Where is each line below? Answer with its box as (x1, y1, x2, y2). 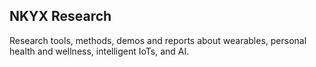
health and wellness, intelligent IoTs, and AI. (9, 45, 190, 57)
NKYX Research (9, 8, 112, 25)
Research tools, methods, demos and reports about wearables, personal (9, 34, 307, 46)
